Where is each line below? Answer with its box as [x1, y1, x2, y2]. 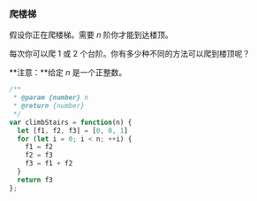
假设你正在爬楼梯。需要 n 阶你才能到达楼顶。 [9, 29, 174, 41]
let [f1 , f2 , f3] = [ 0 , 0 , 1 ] [17, 126, 128, 135]
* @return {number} [12, 102, 86, 111]
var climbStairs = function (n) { [9, 118, 132, 127]
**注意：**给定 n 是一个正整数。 [9, 67, 127, 78]
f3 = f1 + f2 [25, 159, 73, 168]
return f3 [17, 175, 53, 184]
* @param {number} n [12, 93, 89, 103]
